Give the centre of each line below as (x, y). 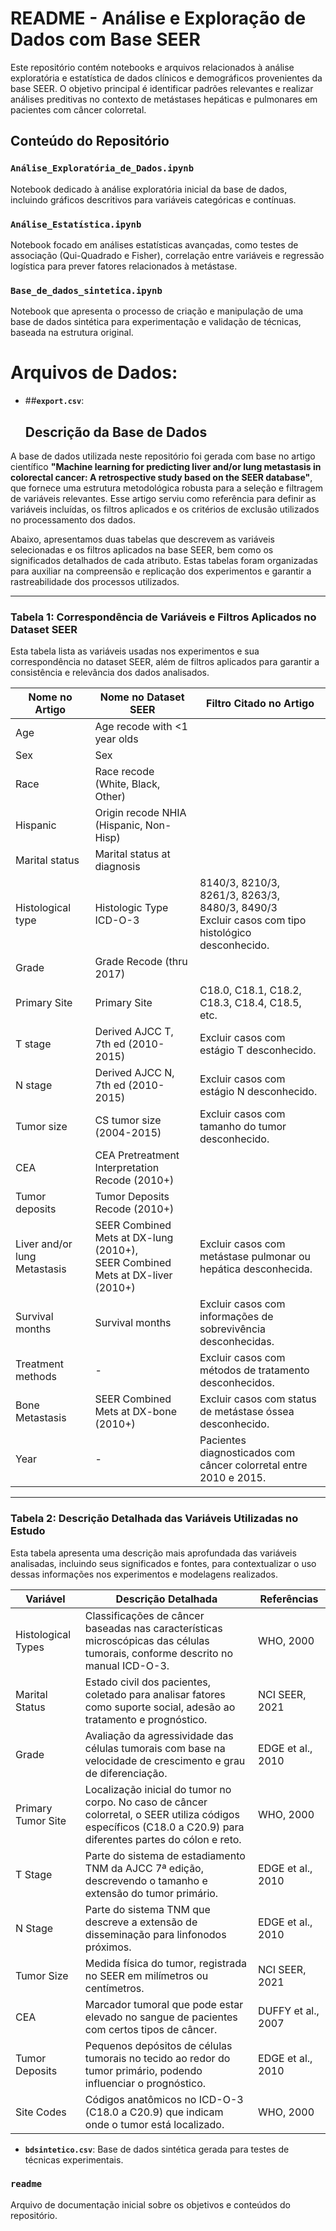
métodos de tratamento (254, 1370)
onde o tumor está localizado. (154, 2124)
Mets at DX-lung (134, 1238)
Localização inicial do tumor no (158, 1789)
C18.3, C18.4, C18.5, (250, 1003)
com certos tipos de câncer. (151, 2029)
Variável (45, 1599)
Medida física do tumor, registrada (165, 1963)
